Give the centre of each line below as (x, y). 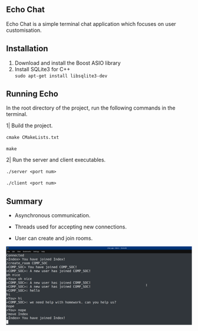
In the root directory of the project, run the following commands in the (91, 108)
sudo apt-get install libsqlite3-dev (61, 76)
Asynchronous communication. (52, 216)
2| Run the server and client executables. (56, 160)
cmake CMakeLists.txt (33, 138)
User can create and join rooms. (54, 239)
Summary (24, 201)
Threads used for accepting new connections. (71, 227)
